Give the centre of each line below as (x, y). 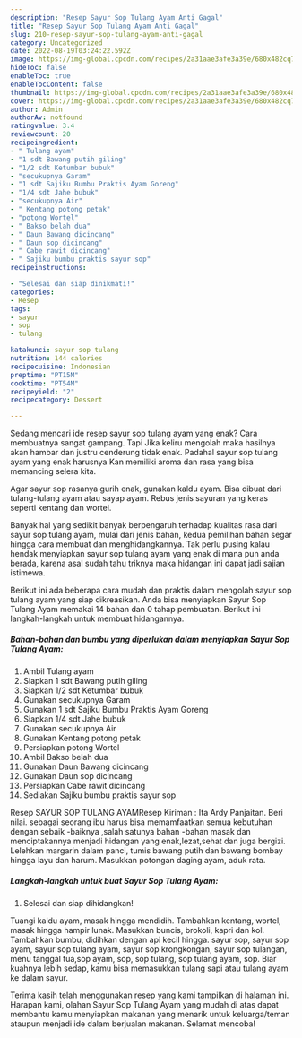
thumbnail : (30, 92)
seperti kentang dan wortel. (61, 508)
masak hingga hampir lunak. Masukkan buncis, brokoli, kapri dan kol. (138, 930)
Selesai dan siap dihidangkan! (78, 904)
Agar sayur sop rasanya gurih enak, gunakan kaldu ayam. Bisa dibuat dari (146, 489)
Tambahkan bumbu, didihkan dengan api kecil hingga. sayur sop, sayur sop (150, 940)
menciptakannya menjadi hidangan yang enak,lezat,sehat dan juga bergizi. (148, 841)
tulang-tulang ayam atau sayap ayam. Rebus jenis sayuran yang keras (139, 498)
